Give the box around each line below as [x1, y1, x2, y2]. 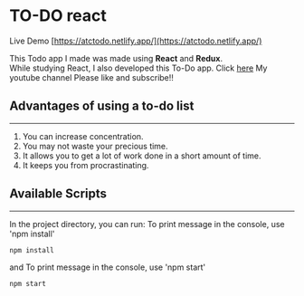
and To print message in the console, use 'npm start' [9, 262, 206, 272]
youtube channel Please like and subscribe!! [9, 72, 175, 82]
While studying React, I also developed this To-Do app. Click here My [9, 62, 268, 73]
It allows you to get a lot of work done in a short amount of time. [22, 150, 261, 161]
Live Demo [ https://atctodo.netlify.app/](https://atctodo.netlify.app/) [9, 35, 262, 46]
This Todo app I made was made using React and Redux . [9, 53, 223, 63]
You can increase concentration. [22, 130, 144, 141]
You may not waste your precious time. [22, 140, 169, 151]
